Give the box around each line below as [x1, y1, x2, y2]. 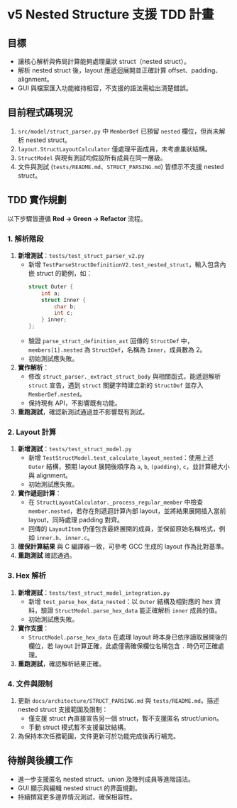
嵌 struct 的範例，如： [28, 269, 93, 277]
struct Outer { [28, 283, 73, 290]
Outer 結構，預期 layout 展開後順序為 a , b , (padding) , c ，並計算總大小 [28, 463, 230, 471]
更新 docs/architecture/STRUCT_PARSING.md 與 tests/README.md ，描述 [17, 696, 220, 704]
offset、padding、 [167, 66, 222, 75]
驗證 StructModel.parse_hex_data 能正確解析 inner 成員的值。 [40, 605, 221, 615]
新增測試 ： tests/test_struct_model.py [17, 445, 132, 453]
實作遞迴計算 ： [17, 489, 62, 497]
